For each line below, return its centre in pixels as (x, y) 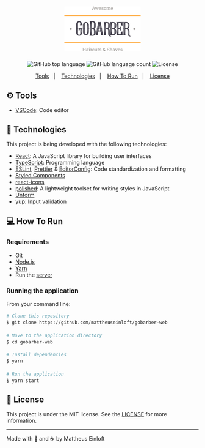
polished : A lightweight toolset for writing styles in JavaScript (92, 189)
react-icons (30, 182)
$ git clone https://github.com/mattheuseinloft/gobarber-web (87, 322)
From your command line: (38, 304)
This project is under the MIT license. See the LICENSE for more (87, 414)
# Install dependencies (37, 355)
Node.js (25, 262)
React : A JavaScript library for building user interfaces (83, 156)
